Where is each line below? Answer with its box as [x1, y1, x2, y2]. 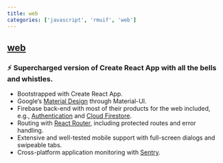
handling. [16, 127, 44, 135]
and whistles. [7, 74, 54, 83]
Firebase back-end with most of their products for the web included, [16, 105, 211, 113]
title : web [7, 10, 38, 17]
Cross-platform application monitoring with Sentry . [16, 149, 161, 157]
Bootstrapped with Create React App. [16, 90, 124, 98]
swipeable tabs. [16, 141, 62, 149]
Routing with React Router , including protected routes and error [16, 119, 197, 127]
